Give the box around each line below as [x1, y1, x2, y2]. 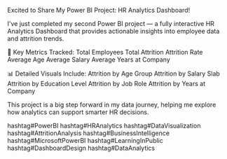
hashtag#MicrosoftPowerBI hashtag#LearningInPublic [7, 137, 163, 144]
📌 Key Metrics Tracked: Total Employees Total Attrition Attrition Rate [7, 48, 203, 56]
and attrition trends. [7, 34, 64, 43]
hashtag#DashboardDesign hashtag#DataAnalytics [7, 144, 156, 152]
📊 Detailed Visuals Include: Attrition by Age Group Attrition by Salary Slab [7, 69, 221, 78]
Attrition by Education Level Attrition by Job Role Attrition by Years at [7, 80, 206, 88]
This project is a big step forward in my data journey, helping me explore [7, 101, 216, 109]
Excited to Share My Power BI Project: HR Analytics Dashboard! [7, 6, 191, 14]
